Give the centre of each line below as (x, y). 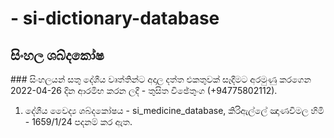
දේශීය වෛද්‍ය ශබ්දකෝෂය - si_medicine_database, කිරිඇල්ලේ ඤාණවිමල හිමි (174, 110)
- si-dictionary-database (115, 18)
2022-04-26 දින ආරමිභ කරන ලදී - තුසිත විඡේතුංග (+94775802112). (144, 90)
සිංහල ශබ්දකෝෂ (57, 55)
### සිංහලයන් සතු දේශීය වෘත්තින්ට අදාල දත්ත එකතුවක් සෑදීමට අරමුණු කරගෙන (161, 79)
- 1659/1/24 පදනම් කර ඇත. (78, 121)
